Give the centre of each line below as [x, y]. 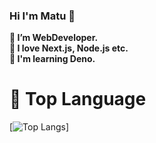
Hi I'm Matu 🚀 [42, 16]
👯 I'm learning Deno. [52, 59]
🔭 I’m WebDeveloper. [54, 38]
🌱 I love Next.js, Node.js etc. [69, 48]
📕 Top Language [78, 99]
